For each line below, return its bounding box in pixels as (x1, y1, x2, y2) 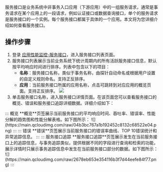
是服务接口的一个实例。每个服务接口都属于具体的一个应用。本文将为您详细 (5, 16, 154, 22)
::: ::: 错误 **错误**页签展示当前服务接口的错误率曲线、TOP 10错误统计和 (13, 127, 157, 133)
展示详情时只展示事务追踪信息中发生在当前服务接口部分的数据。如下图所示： (5, 146, 158, 152)
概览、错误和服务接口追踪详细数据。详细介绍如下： (12, 100, 114, 106)
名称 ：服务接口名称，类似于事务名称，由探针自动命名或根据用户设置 (19, 70, 156, 76)
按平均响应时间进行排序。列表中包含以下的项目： (12, 63, 110, 69)
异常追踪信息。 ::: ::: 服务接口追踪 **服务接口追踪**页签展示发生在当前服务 (5, 134, 154, 140)
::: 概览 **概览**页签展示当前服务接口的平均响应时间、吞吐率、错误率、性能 (5, 110, 156, 116)
